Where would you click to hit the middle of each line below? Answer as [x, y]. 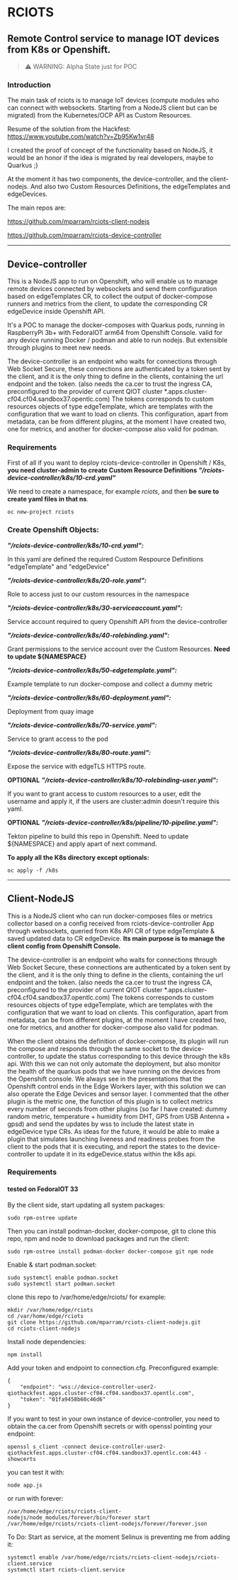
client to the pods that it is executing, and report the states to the [102, 1146]
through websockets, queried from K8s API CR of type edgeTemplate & [111, 931]
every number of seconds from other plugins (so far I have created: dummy [118, 1108]
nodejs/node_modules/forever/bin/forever [69, 1517]
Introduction [29, 84]
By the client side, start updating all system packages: [86, 1205]
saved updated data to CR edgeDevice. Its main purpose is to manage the [116, 938]
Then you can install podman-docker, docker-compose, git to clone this [112, 1231]
